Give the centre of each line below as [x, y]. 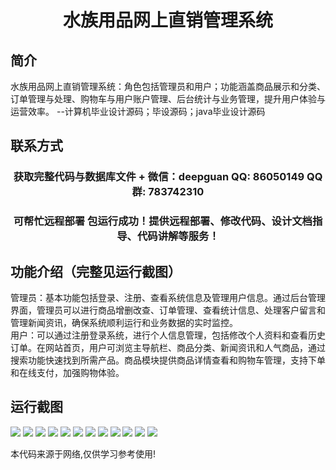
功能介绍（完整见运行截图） [96, 271]
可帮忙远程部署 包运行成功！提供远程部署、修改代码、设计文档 [163, 221]
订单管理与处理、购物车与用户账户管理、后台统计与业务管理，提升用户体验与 [168, 99]
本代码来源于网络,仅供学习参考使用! [83, 453]
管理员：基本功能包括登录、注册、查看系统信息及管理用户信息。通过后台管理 [168, 298]
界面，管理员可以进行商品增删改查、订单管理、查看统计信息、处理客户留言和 [168, 310]
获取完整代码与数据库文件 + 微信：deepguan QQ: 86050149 [159, 177]
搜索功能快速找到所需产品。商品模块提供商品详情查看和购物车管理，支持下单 [168, 360]
